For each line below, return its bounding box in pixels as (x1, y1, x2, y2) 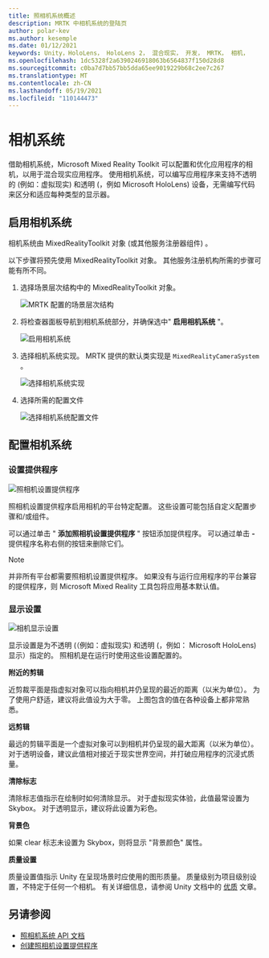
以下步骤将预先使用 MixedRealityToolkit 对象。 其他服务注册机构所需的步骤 (8, 255, 255, 265)
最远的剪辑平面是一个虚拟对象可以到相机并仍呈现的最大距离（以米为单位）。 (8, 738, 259, 749)
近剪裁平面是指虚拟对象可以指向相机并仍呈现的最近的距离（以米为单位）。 (8, 684, 251, 694)
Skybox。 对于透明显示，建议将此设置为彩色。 (8, 803, 162, 813)
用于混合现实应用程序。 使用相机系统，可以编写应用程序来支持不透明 (29, 170, 257, 180)
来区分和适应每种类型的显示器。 (8, 190, 114, 200)
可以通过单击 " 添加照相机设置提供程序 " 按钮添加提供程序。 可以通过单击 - (8, 528, 255, 538)
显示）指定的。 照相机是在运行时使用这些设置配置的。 (8, 650, 186, 660)
